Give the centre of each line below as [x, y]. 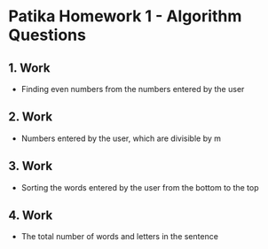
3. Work [31, 166]
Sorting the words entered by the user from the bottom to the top [140, 187]
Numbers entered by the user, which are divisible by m [121, 138]
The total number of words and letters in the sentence [120, 237]
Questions [47, 35]
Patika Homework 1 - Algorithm [125, 16]
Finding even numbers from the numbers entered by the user [133, 89]
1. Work [29, 68]
